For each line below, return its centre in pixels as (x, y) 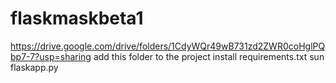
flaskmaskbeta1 (77, 18)
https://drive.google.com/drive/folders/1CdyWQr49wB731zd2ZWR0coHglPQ (168, 46)
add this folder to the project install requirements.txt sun (209, 56)
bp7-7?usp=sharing (51, 56)
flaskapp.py (34, 67)
